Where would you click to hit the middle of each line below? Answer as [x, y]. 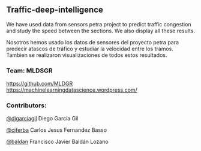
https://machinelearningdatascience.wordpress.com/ [72, 90]
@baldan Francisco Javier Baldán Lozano [58, 142]
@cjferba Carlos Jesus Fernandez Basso [56, 130]
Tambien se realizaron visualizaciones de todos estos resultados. [87, 55]
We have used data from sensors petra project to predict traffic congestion [99, 24]
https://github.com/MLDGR [40, 84]
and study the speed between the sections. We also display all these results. [101, 31]
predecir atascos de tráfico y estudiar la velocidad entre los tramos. [90, 49]
